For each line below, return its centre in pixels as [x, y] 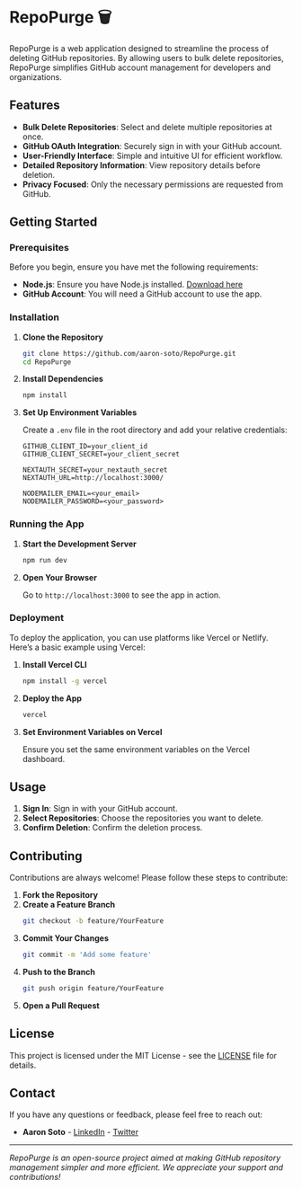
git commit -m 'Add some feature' [87, 955]
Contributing [46, 856]
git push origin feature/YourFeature [93, 988]
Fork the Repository [60, 895]
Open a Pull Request [61, 1005]
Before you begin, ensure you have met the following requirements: [134, 267]
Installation [35, 317]
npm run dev [44, 560]
